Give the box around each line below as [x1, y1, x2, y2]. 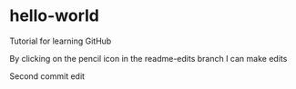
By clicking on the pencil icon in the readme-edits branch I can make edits [9, 53, 288, 64]
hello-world [9, 5, 100, 26]
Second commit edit [9, 70, 85, 82]
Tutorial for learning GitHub [9, 35, 112, 46]
